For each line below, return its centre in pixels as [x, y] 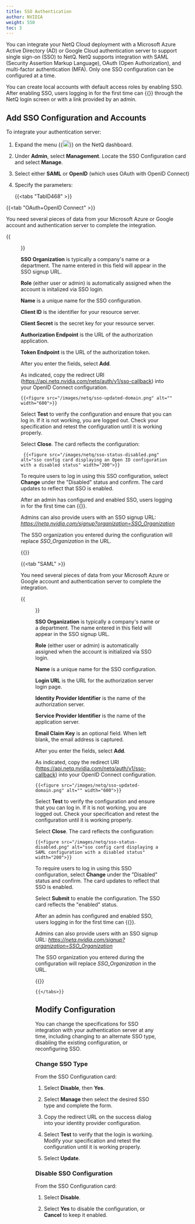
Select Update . [62, 1158]
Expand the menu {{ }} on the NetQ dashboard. [74, 145]
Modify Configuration [75, 1010]
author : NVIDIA [25, 17]
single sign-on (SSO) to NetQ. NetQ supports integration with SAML [87, 57]
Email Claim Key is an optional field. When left [91, 733]
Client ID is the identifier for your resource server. [80, 312]
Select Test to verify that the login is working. [98, 1134]
